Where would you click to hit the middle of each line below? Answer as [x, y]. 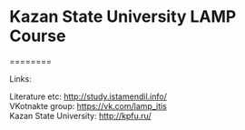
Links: [20, 78]
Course [38, 36]
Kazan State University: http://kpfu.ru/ [80, 115]
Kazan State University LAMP [123, 17]
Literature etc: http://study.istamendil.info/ [88, 96]
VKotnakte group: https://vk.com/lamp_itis [88, 105]
